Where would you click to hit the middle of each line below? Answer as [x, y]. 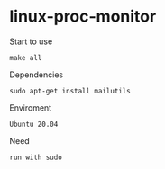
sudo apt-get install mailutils [70, 91]
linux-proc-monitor [83, 17]
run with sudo [36, 157]
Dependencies [37, 75]
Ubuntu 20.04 [34, 124]
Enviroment [31, 107]
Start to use [31, 41]
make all [26, 58]
